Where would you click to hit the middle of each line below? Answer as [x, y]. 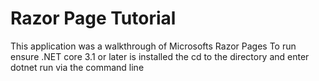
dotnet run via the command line [77, 67]
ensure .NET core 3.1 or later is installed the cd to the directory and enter [160, 56]
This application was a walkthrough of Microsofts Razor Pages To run [153, 46]
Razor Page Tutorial [93, 18]
